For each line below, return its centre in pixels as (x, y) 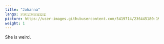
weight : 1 (15, 23)
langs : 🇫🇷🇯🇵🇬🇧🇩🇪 (26, 14)
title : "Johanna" (23, 10)
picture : (14, 19)
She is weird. (18, 37)
